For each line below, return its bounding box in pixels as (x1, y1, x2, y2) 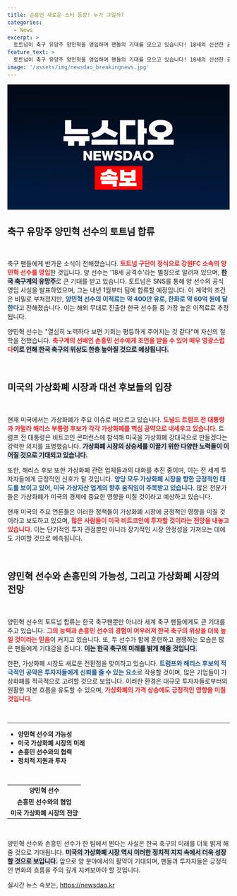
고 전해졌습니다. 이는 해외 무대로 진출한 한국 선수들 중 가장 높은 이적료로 (18, 304, 217, 312)
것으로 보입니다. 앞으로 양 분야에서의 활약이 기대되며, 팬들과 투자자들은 (14, 857, 209, 866)
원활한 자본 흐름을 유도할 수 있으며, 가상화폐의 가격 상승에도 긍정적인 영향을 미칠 (7, 685, 226, 694)
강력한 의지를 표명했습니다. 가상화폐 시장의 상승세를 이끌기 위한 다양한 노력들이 (7, 442, 222, 450)
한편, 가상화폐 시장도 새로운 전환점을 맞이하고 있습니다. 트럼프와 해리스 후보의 (7, 659, 220, 667)
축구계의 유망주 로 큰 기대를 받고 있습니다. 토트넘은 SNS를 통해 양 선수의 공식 (14, 277, 224, 286)
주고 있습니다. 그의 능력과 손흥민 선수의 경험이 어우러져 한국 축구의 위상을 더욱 (7, 626, 219, 635)
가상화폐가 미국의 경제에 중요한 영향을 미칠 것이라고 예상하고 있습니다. (20, 492, 213, 500)
